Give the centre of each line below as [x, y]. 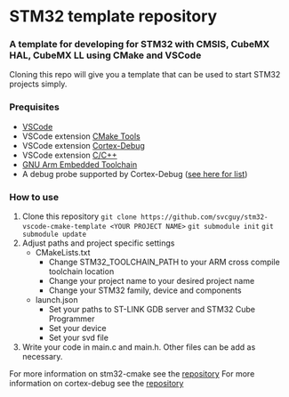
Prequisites [34, 107]
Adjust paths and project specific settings [98, 243]
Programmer [72, 319]
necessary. [42, 357]
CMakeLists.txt [63, 253]
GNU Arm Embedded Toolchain [80, 164]
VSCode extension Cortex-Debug [83, 145]
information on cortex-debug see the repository [96, 384]
